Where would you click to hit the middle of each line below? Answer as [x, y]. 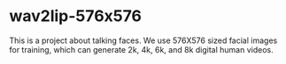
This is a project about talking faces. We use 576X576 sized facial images [143, 40]
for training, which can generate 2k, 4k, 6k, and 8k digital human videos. [141, 49]
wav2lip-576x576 [75, 16]
